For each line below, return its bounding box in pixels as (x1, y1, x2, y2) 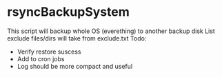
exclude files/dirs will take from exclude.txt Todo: (7, 34, 147, 42)
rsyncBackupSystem (7, 4, 130, 20)
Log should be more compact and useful (17, 62, 133, 70)
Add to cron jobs (17, 54, 65, 63)
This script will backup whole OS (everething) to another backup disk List (7, 27, 215, 35)
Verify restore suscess (17, 47, 81, 56)
